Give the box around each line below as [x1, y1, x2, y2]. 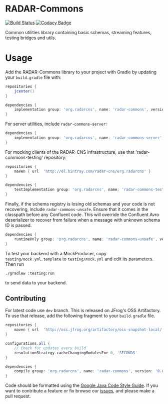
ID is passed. [5, 222, 32, 228]
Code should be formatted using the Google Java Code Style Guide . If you [5, 382, 158, 388]
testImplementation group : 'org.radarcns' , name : [14, 187, 120, 192]
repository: [44, 154, 66, 160]
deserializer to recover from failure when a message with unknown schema [5, 217, 160, 223]
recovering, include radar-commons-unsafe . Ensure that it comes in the [5, 207, 148, 212]
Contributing [5, 294, 46, 303]
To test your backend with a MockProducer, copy [5, 250, 106, 256]
